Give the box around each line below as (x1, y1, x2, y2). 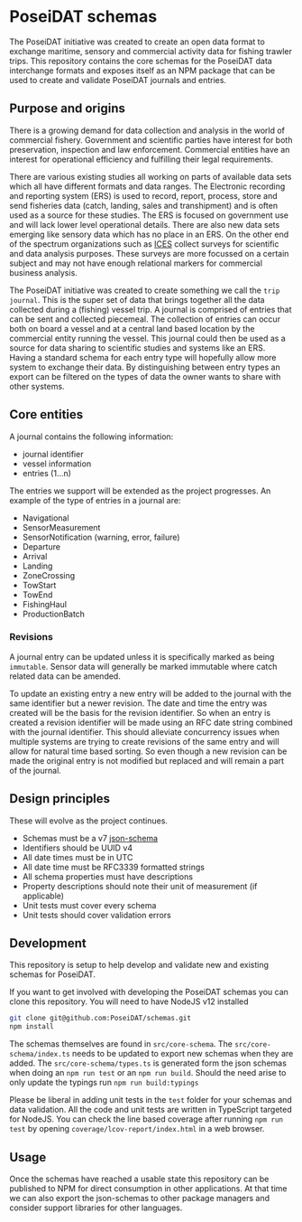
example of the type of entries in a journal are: (9, 494, 181, 505)
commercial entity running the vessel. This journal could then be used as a (9, 333, 286, 343)
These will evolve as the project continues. (9, 815, 169, 826)
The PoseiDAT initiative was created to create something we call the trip (9, 285, 280, 296)
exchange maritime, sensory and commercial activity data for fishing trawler (9, 45, 293, 56)
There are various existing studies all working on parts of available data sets (9, 171, 292, 182)
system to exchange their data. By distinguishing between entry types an (9, 362, 281, 372)
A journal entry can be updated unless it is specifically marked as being (9, 651, 275, 662)
